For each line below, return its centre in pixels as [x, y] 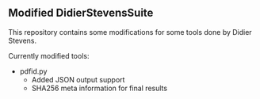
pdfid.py [33, 71]
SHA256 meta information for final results [99, 88]
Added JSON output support [78, 79]
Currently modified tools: [49, 55]
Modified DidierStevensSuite [81, 13]
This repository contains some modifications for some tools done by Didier [130, 32]
